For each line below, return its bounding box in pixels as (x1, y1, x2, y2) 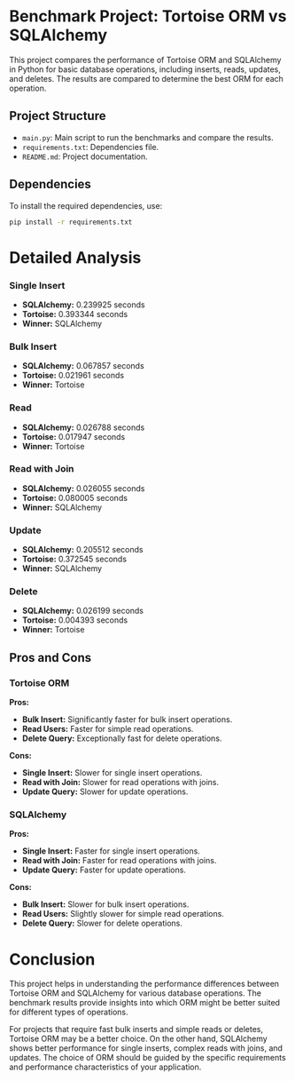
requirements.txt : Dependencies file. (21, 141, 159, 152)
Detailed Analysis (9, 247, 142, 267)
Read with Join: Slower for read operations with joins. (21, 777, 220, 788)
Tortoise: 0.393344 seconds (21, 308, 128, 319)
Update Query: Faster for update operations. (21, 864, 186, 876)
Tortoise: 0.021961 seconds (21, 370, 125, 381)
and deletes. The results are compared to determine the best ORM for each (9, 73, 283, 83)
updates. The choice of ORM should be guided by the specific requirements (9, 1053, 286, 1063)
